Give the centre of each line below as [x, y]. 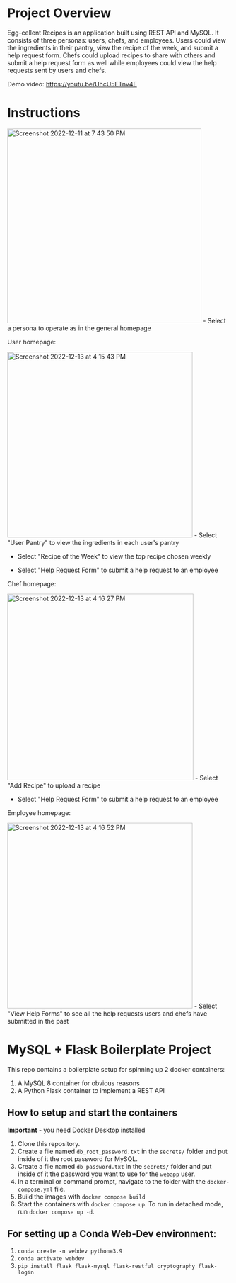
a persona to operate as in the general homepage [79, 328]
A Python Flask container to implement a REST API [91, 1090]
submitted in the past [38, 1021]
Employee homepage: [39, 812]
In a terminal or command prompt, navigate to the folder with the [112, 1181]
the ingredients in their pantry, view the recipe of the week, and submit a [113, 47]
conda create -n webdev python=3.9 [70, 1251]
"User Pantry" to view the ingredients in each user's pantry [93, 542]
